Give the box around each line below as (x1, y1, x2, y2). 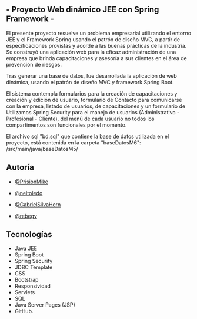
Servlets (14, 289, 35, 296)
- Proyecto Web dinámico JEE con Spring (6, 5, 159, 15)
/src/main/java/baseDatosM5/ (6, 145, 78, 152)
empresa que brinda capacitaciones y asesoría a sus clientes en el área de (6, 54, 187, 61)
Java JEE (14, 245, 37, 252)
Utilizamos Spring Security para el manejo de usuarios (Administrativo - (6, 108, 180, 116)
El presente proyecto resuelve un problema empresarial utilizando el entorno (6, 29, 192, 37)
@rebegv (14, 212, 37, 219)
